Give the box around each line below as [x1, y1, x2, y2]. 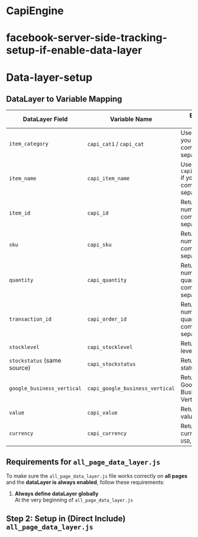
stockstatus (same [9, 357, 62, 365]
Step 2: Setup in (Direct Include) [6, 513, 126, 523]
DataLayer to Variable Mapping [6, 94, 123, 104]
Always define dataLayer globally [14, 490, 99, 498]
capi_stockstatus [87, 361, 136, 368]
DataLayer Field [22, 115, 68, 123]
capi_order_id [87, 316, 127, 322]
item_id [9, 210, 31, 216]
